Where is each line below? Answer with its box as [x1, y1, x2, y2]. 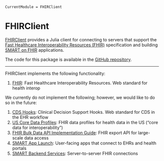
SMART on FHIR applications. [5, 47, 64, 53]
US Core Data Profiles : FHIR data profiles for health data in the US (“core [12, 119, 159, 125]
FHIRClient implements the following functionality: [5, 71, 106, 76]
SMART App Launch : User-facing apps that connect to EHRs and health [12, 140, 157, 146]
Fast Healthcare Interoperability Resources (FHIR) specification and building [5, 42, 158, 48]
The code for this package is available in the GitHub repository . [5, 56, 132, 62]
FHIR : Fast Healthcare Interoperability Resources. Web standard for [12, 80, 148, 86]
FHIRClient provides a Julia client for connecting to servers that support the [5, 36, 157, 42]
